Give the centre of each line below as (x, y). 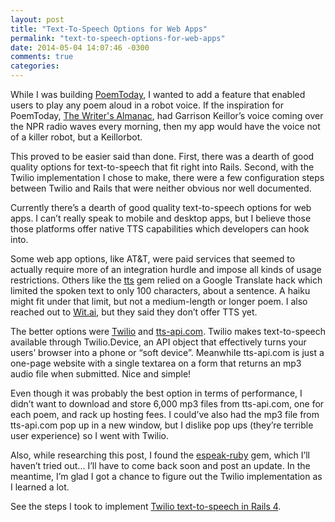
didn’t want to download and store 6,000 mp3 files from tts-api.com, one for (167, 404)
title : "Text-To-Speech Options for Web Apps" (109, 29)
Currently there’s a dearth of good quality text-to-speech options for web (161, 207)
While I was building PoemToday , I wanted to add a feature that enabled (158, 94)
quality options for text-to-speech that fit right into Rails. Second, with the (162, 167)
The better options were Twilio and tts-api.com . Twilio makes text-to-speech (168, 331)
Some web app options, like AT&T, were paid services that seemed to (153, 259)
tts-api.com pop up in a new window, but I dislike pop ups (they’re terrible (162, 425)
